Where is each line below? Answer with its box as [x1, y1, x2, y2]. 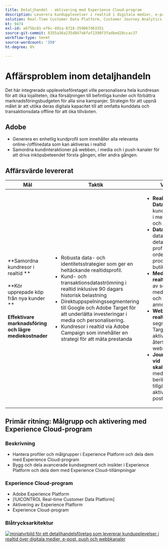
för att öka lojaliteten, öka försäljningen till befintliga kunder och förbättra [5, 92, 156, 98]
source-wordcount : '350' [5, 40, 57, 45]
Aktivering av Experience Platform [12, 501, 83, 508]
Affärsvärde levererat [5, 166, 74, 175]
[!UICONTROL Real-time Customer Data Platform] [12, 496, 115, 502]
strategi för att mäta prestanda [60, 336, 132, 343]
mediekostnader [7, 332, 48, 339]
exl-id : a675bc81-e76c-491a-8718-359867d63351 [5, 26, 104, 31]
